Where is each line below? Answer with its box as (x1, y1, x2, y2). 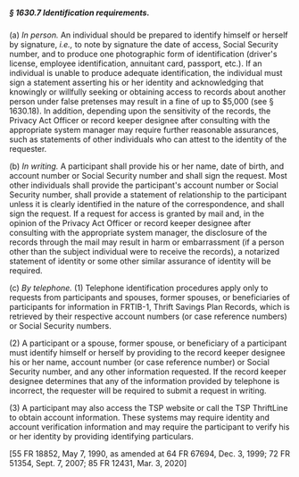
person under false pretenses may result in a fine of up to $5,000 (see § (9, 96, 274, 106)
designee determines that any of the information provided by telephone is (9, 375, 280, 386)
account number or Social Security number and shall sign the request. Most (9, 170, 287, 180)
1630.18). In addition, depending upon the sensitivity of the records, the (9, 105, 271, 116)
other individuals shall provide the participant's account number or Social (9, 180, 278, 190)
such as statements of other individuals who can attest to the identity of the (9, 134, 287, 145)
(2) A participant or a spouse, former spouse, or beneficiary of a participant (9, 338, 287, 348)
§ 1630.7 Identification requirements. (9, 7, 150, 18)
